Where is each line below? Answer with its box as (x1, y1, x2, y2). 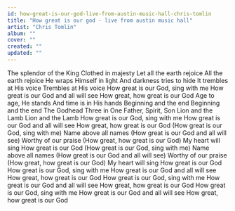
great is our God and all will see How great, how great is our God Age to (7, 91, 215, 99)
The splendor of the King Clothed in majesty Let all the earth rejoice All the (7, 68, 223, 77)
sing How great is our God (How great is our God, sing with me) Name (7, 143, 210, 152)
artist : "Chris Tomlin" (7, 23, 77, 30)
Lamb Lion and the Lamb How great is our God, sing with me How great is (7, 113, 221, 122)
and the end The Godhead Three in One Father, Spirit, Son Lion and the (7, 106, 213, 115)
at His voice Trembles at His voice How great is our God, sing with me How (7, 84, 224, 92)
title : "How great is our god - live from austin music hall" (7, 17, 193, 24)
